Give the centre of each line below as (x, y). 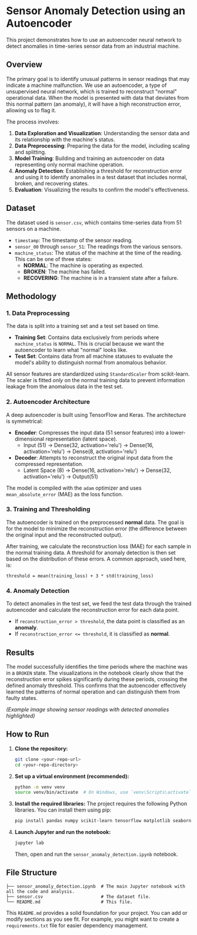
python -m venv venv (40, 787)
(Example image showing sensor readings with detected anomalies (88, 709)
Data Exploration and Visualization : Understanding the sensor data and (102, 133)
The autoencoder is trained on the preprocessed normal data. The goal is (95, 522)
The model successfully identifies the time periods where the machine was (97, 666)
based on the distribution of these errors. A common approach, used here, (96, 559)
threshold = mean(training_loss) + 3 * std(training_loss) (80, 576)
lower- (178, 432)
